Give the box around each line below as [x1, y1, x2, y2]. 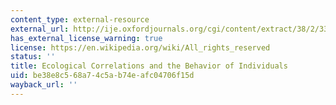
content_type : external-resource [10, 14, 150, 25]
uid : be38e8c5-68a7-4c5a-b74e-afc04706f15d [10, 71, 195, 81]
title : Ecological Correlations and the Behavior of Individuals [10, 61, 288, 71]
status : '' [10, 52, 56, 62]
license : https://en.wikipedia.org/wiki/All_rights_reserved [10, 42, 271, 53]
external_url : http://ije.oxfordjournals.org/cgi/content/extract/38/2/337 [10, 24, 333, 34]
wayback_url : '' [10, 80, 78, 90]
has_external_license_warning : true [10, 33, 163, 43]
